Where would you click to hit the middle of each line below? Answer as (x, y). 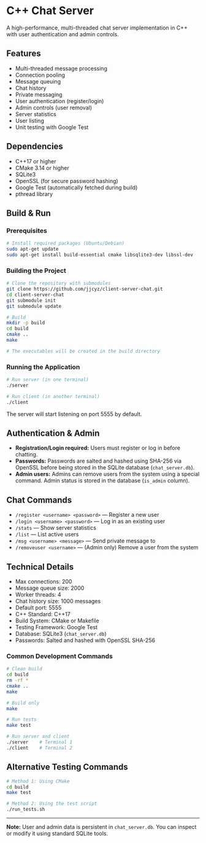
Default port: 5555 (38, 608)
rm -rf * (17, 680)
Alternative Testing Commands (67, 767)
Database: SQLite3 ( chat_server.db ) (61, 634)
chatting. (26, 455)
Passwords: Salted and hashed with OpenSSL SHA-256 (85, 640)
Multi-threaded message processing (61, 68)
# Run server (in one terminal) (48, 380)
